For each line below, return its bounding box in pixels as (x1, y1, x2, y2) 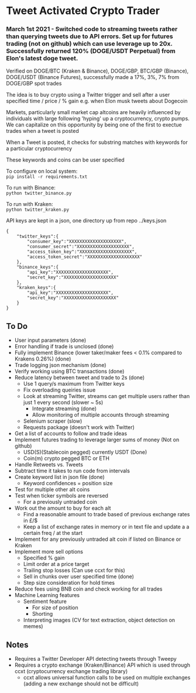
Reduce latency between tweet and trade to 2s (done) (14, 374, 145, 381)
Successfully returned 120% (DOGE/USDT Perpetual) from (6, 47, 176, 55)
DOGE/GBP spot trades (6, 80, 62, 87)
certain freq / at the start (23, 530, 83, 537)
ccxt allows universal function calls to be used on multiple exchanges (23, 674, 191, 681)
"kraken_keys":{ (16, 285, 57, 291)
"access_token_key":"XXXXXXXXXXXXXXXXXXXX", (27, 249, 137, 255)
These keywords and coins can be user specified (6, 156, 125, 163)
